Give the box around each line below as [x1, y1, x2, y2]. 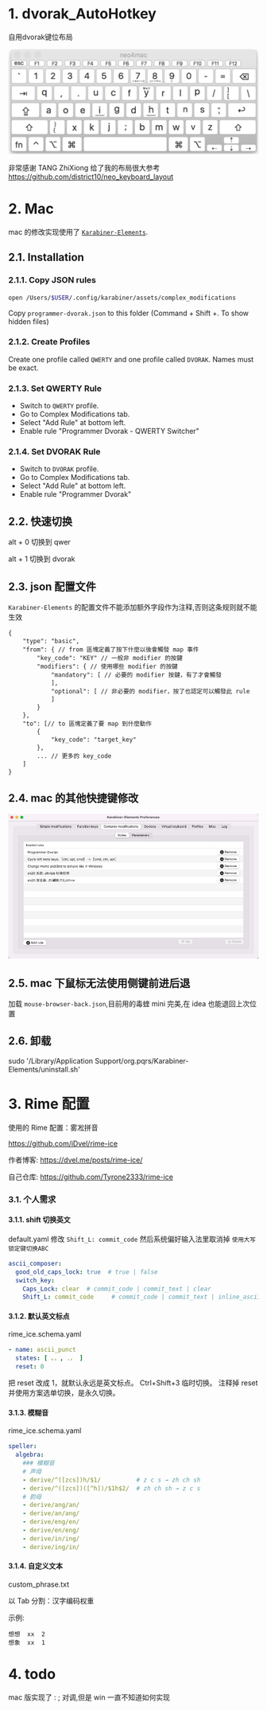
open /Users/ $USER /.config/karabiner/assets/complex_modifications [8, 294, 237, 302]
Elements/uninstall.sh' [8, 1064, 81, 1074]
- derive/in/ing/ [22, 1534, 80, 1543]
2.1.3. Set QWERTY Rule [8, 383, 102, 394]
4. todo [8, 1665, 56, 1684]
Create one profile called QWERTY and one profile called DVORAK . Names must [8, 354, 254, 364]
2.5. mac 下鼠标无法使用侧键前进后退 [8, 976, 191, 990]
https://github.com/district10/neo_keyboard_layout [8, 172, 174, 182]
